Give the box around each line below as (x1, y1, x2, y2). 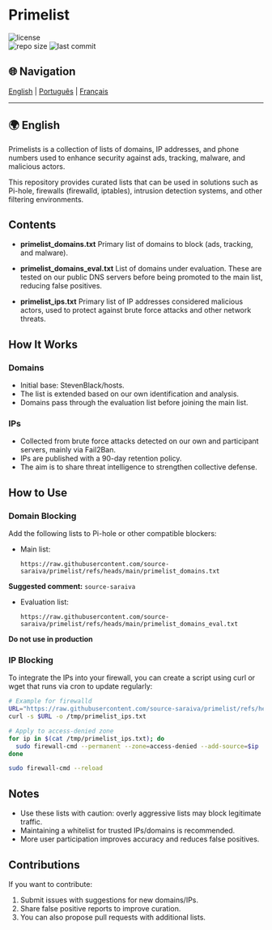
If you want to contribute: (8, 879, 93, 889)
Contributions (8, 858, 80, 872)
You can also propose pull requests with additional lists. (19, 912, 206, 922)
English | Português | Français (8, 86, 108, 96)
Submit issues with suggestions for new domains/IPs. (19, 895, 198, 905)
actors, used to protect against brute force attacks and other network (19, 305, 252, 315)
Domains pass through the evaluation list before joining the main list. (19, 398, 249, 408)
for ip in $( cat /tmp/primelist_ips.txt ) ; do (8, 734, 164, 742)
